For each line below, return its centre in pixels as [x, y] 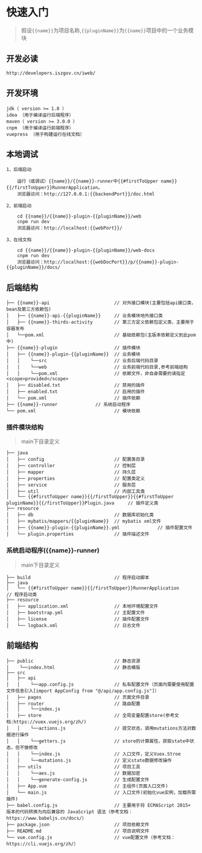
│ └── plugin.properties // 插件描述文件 [78, 534]
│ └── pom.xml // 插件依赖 [73, 398]
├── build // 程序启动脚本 [78, 577]
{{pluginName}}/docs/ [33, 268]
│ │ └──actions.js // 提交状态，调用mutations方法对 [99, 728]
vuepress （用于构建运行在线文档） [46, 134]
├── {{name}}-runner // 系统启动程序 [68, 405]
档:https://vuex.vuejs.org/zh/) [46, 722]
